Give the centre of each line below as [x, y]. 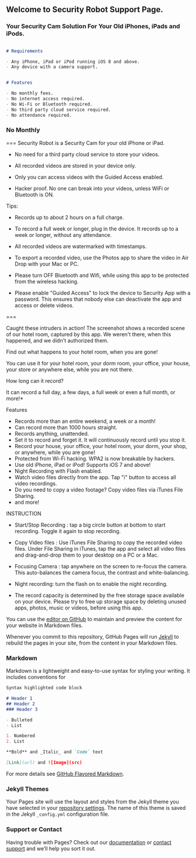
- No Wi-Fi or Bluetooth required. [49, 104]
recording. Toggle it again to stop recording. [68, 531]
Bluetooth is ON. [34, 194]
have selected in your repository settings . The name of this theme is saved [96, 808]
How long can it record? [35, 381]
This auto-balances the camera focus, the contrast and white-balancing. [102, 572]
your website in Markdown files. [44, 625]
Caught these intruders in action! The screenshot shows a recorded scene [96, 328]
